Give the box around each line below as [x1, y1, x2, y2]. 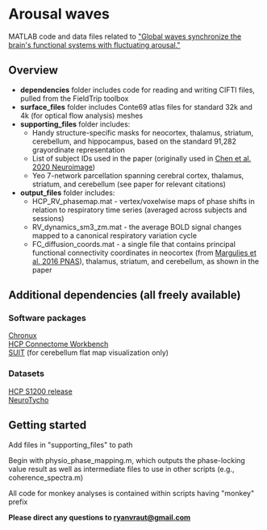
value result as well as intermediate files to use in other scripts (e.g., [8, 464, 235, 474]
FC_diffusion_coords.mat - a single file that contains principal [31, 239, 236, 248]
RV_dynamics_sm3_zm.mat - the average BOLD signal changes [31, 222, 242, 232]
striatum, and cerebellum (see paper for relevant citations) [31, 179, 226, 189]
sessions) [31, 213, 65, 223]
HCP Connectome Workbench [8, 340, 109, 349]
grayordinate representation [31, 144, 125, 154]
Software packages [8, 312, 86, 323]
